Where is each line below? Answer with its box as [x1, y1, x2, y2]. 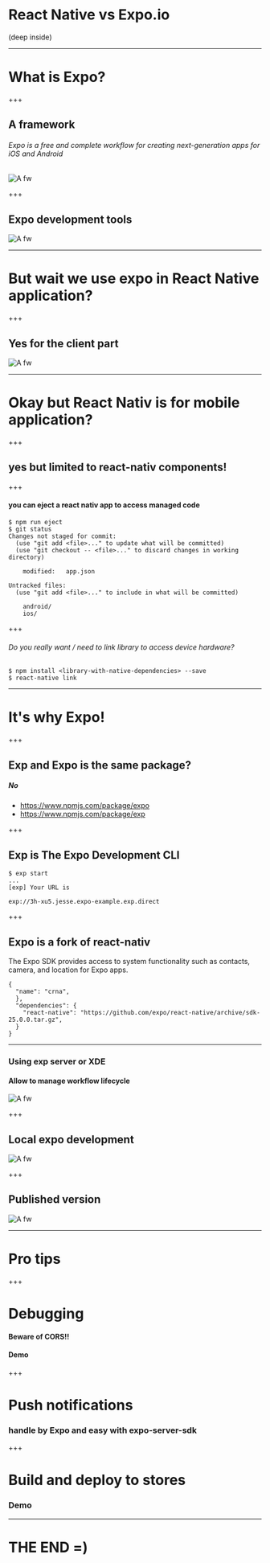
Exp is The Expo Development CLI [8, 848, 180, 862]
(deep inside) [8, 32, 52, 42]
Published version [8, 1192, 101, 1207]
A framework [8, 118, 76, 132]
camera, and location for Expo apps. [8, 965, 129, 974]
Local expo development [8, 1132, 134, 1147]
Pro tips [8, 1250, 61, 1268]
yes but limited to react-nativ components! [8, 461, 227, 474]
